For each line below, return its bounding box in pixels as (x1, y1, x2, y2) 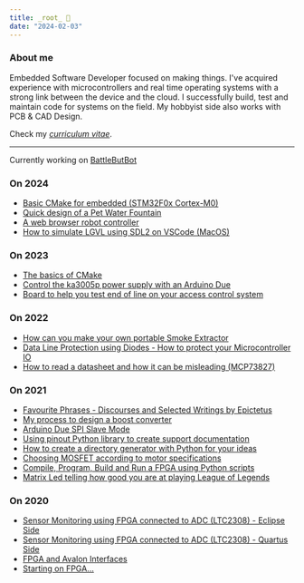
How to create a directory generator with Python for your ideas (22, 442, 258, 453)
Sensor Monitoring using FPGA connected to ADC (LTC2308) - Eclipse (22, 515, 285, 526)
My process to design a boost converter (22, 413, 172, 424)
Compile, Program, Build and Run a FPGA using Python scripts (22, 462, 255, 472)
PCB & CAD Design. (9, 111, 83, 121)
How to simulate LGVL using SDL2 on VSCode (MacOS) (22, 227, 231, 238)
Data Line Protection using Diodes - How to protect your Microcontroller (22, 342, 291, 353)
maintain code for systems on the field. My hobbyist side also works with (9, 101, 281, 112)
